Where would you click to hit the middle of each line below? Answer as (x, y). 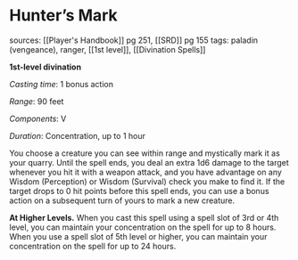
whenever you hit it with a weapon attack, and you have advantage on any (146, 172)
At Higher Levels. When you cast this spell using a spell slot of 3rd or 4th (144, 217)
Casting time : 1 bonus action (62, 84)
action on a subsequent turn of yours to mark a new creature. (122, 200)
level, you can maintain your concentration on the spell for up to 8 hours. (143, 227)
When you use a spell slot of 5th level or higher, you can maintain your (138, 236)
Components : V (38, 118)
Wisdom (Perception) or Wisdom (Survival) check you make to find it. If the (147, 181)
